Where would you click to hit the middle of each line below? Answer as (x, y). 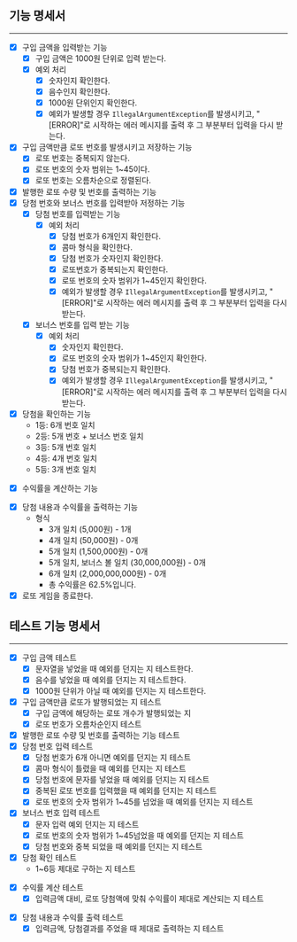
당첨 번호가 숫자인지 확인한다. (112, 258)
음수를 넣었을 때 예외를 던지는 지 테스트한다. (110, 680)
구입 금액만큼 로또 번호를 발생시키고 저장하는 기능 (107, 147)
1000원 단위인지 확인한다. (93, 103)
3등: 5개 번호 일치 (66, 447)
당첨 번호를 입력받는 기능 (78, 214)
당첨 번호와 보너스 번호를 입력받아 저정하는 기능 (103, 203)
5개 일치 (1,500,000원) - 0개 (98, 551)
